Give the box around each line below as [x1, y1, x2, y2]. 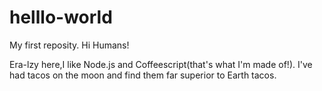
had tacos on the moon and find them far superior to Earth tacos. [9, 69, 277, 81]
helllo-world [9, 6, 113, 29]
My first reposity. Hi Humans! [9, 39, 130, 51]
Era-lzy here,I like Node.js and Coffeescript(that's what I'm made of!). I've [9, 58, 313, 70]
